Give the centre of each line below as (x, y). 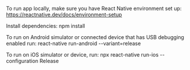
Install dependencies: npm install (46, 26)
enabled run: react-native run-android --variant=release (74, 43)
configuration (22, 61)
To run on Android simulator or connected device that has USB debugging (95, 37)
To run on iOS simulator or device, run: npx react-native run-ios (82, 55)
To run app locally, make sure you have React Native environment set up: (94, 8)
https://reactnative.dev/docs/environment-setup (64, 15)
